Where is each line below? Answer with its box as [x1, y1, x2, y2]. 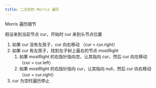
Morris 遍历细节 [5, 21, 36, 27]
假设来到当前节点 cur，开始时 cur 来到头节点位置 [5, 31, 102, 37]
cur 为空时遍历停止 [12, 78, 50, 84]
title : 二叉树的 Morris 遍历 [5, 7, 59, 12]
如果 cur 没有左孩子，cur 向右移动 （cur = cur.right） [12, 42, 118, 47]
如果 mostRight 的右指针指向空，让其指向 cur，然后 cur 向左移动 [19, 54, 147, 59]
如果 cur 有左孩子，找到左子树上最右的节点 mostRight [12, 47, 119, 53]
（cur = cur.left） [19, 59, 54, 65]
